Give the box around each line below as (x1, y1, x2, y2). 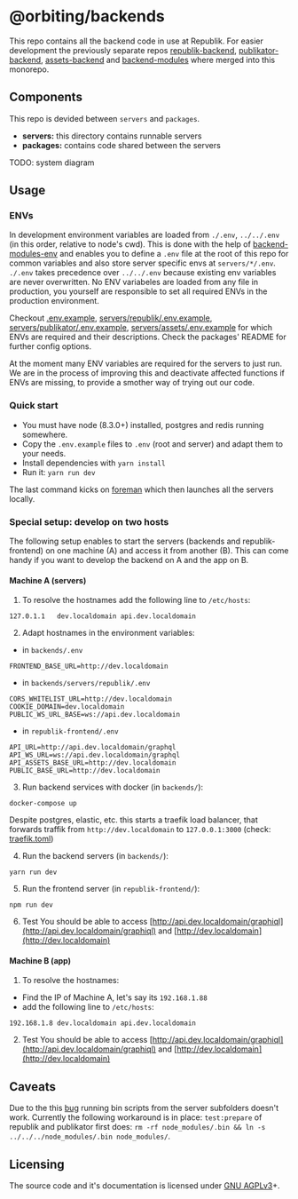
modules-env (9, 249, 58, 259)
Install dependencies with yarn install (21, 457, 166, 468)
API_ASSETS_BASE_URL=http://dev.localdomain (9, 758, 176, 767)
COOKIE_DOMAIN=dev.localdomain (9, 703, 125, 711)
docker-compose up (9, 799, 77, 808)
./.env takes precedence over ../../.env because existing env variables (9, 267, 277, 278)
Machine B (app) (9, 955, 72, 965)
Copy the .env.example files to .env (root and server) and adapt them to (21, 438, 284, 449)
